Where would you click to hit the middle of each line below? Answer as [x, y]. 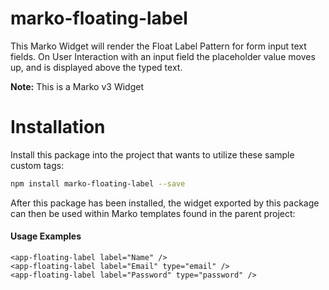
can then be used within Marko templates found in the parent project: [153, 213]
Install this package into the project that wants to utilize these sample [152, 154]
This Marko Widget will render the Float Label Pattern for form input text [158, 46]
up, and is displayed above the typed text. [96, 67]
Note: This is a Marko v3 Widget [77, 86]
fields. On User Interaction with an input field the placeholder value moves [163, 56]
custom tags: [37, 165]
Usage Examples [46, 236]
